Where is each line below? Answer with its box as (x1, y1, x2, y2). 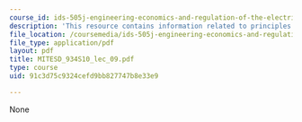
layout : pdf (9, 47, 54, 56)
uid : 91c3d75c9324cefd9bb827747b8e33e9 (9, 72, 159, 81)
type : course (9, 64, 58, 73)
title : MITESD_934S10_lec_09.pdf (9, 55, 135, 64)
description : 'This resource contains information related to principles (9, 22, 292, 30)
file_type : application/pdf (9, 38, 115, 48)
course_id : (9, 13, 50, 22)
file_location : (9, 30, 67, 39)
